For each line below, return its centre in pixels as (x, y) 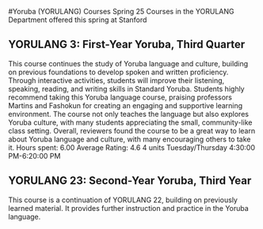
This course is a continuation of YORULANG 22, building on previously (123, 200)
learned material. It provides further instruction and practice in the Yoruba (129, 208)
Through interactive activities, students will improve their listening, (116, 80)
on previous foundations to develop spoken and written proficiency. (118, 72)
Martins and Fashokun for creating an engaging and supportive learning (126, 105)
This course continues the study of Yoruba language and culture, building (128, 63)
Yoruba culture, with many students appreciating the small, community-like (130, 122)
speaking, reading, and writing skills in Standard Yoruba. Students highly (126, 88)
